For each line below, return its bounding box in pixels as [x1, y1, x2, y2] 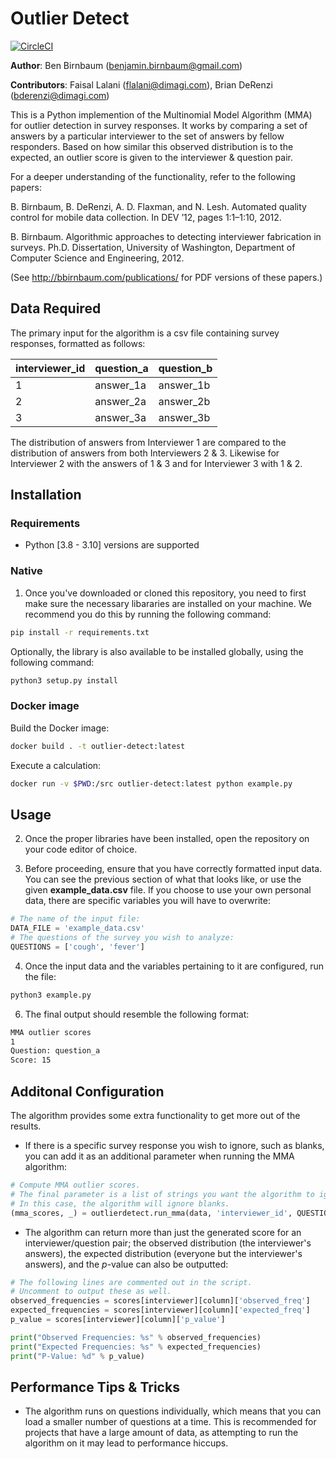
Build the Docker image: [10, 722, 110, 734]
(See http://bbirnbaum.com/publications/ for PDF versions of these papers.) [10, 271, 323, 283]
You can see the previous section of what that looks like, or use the [24, 873, 302, 886]
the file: [24, 970, 57, 982]
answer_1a [94, 378, 147, 392]
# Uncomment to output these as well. [10, 1287, 172, 1297]
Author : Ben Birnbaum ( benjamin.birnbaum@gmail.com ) [10, 59, 243, 71]
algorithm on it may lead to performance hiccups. [24, 1437, 229, 1449]
